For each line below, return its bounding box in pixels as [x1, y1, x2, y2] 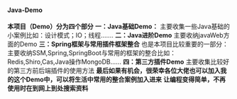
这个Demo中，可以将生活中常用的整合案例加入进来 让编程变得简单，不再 [13, 75, 226, 84]
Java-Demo [7, 6, 43, 14]
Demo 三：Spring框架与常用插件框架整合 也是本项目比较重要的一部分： [19, 40, 228, 49]
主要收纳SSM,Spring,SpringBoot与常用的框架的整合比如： [7, 49, 176, 57]
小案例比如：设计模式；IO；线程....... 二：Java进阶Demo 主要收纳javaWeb [7, 31, 224, 40]
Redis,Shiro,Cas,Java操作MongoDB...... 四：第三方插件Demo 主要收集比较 [7, 57, 224, 66]
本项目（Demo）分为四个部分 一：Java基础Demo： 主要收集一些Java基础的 [7, 22, 231, 31]
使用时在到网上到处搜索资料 [7, 84, 89, 93]
